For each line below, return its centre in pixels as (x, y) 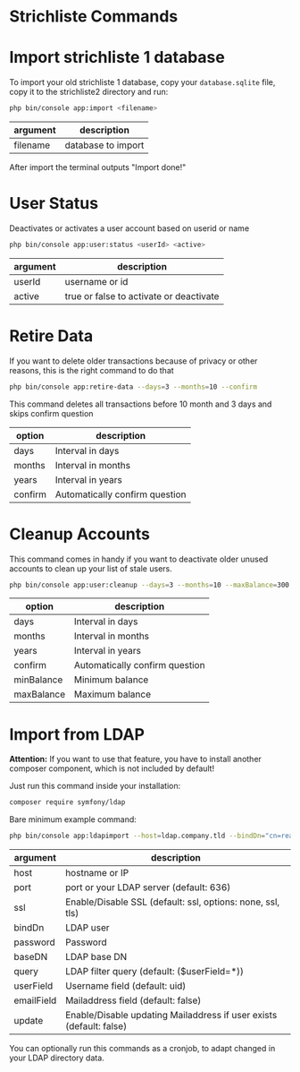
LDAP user (87, 928)
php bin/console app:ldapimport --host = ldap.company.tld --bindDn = (137, 836)
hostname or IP (97, 873)
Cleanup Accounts (79, 534)
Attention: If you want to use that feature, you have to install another (135, 759)
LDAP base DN (96, 957)
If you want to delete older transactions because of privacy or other (133, 361)
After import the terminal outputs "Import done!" (98, 167)
